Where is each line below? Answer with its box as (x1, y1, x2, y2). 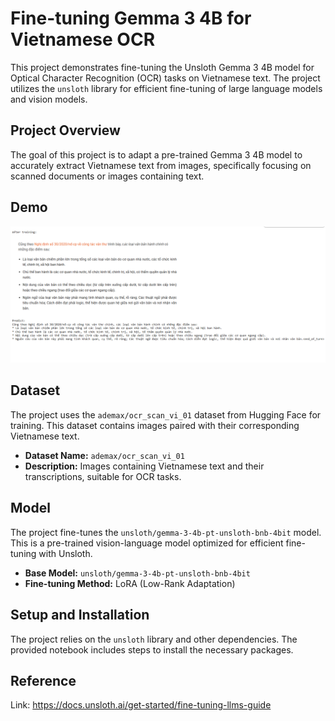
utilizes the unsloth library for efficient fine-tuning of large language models (10, 82, 323, 94)
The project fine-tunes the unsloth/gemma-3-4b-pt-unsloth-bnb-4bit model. (10, 526, 322, 538)
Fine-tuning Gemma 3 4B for (10, 7, 252, 30)
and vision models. (10, 93, 88, 105)
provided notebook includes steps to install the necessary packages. (10, 643, 294, 656)
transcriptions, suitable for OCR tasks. (24, 470, 182, 482)
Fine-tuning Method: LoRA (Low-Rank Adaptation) (24, 577, 236, 589)
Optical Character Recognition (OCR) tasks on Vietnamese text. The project (10, 72, 321, 84)
